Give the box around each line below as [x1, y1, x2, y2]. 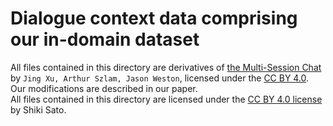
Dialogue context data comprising [10, 7, 298, 30]
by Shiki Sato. [10, 103, 67, 116]
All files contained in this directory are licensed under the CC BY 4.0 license [10, 93, 323, 105]
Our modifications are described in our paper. [10, 82, 198, 94]
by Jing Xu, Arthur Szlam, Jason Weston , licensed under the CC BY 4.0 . [10, 72, 310, 84]
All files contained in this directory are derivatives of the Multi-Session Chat [10, 61, 322, 73]
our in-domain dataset [10, 28, 200, 51]
